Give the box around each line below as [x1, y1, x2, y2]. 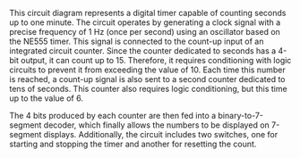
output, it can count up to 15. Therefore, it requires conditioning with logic [21, 55, 292, 65]
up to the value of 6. [9, 93, 83, 104]
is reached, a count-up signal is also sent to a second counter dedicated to [9, 74, 286, 84]
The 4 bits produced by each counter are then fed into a [9, 111, 217, 121]
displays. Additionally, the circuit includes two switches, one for [43, 129, 279, 139]
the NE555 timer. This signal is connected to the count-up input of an [9, 36, 264, 46]
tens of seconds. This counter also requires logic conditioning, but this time [9, 84, 288, 94]
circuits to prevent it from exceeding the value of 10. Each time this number [9, 64, 286, 75]
